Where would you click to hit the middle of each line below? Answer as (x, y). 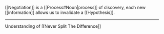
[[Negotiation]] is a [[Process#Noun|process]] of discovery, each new (75, 7)
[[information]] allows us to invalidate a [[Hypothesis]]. (60, 12)
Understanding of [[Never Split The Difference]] (53, 26)
